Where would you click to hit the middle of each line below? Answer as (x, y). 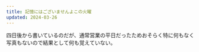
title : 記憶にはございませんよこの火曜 (49, 12)
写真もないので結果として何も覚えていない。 (61, 42)
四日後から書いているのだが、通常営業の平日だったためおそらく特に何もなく (100, 35)
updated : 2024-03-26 (32, 17)
